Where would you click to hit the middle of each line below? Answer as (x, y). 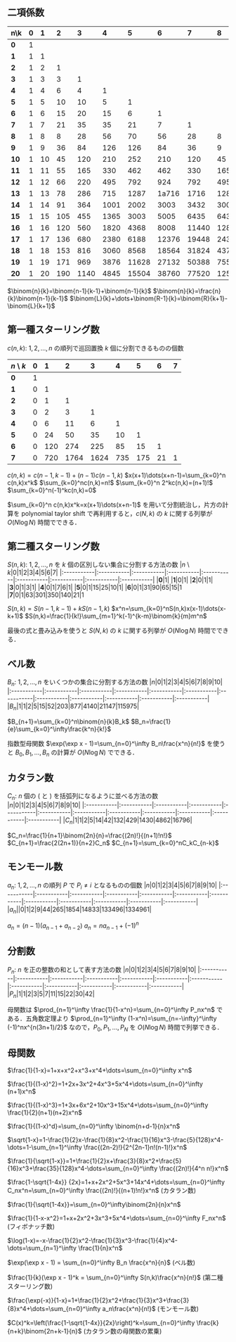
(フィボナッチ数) (31, 1226)
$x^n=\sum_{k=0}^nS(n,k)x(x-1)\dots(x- (169, 609)
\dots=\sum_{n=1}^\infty (42, 1248)
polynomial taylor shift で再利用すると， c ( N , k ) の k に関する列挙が (117, 513)
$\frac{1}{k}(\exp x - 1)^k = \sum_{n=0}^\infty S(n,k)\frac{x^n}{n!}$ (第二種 (115, 1277)
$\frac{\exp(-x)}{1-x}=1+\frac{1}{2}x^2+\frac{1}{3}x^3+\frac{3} (98, 1300)
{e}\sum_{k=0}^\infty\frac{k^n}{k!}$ (59, 729)
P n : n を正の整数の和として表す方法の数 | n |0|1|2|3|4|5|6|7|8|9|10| (102, 970)
